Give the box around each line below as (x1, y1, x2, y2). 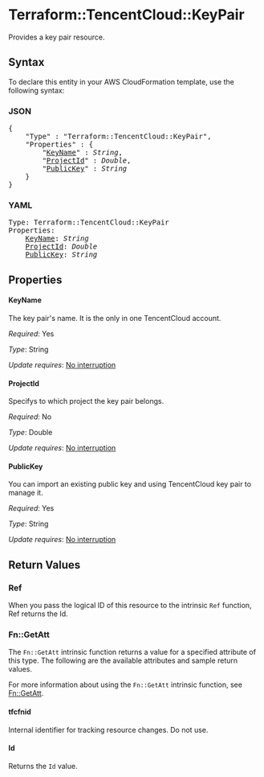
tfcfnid (8, 706, 32, 717)
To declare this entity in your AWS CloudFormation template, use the (8, 76, 234, 86)
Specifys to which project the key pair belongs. (8, 397, 164, 406)
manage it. (8, 488, 43, 498)
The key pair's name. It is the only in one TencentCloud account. (8, 313, 221, 323)
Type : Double (8, 428, 53, 438)
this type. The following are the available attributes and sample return (8, 656, 238, 665)
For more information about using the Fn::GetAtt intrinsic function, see (8, 680, 243, 689)
